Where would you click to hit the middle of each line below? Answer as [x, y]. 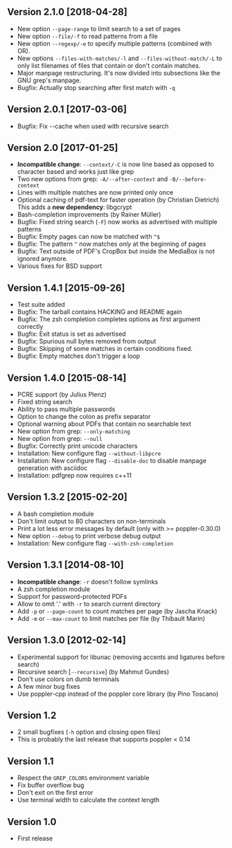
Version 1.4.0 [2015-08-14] [67, 378]
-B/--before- [188, 180]
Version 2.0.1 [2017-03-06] [67, 110]
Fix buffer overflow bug [51, 785]
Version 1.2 [32, 715]
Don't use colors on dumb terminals [68, 679]
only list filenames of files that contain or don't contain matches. [109, 65]
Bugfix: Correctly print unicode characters [77, 446]
